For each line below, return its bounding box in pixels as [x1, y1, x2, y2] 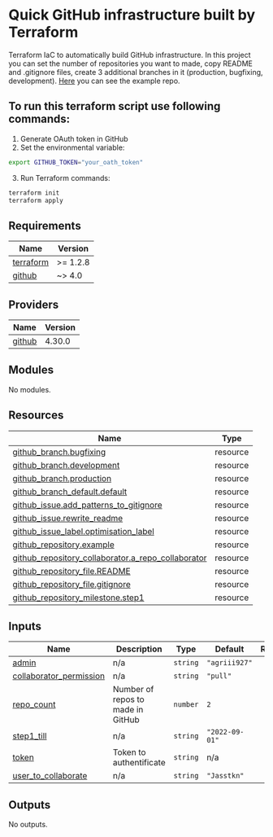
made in [112, 704, 144, 716]
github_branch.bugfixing [12, 446, 106, 458]
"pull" [206, 672, 232, 681]
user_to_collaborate [12, 770, 88, 782]
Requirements [8, 218, 81, 233]
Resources [8, 409, 64, 423]
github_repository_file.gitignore [12, 578, 132, 589]
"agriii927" [206, 658, 253, 668]
